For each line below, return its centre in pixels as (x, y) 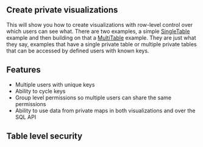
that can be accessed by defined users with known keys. (78, 51)
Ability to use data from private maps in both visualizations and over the (105, 110)
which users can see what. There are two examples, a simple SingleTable (98, 31)
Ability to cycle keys (40, 91)
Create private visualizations (62, 10)
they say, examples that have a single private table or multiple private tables (101, 44)
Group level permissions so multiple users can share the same (93, 98)
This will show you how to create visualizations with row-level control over (100, 24)
